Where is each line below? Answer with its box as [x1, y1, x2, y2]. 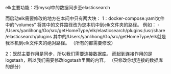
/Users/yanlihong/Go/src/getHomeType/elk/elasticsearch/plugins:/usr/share [5, 28, 165, 33]
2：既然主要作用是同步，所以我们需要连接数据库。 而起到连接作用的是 [5, 51, 153, 57]
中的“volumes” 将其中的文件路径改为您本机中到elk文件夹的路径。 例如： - [5, 22, 160, 28]
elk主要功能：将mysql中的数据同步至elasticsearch [5, 5, 111, 10]
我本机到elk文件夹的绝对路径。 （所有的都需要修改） [5, 40, 116, 46]
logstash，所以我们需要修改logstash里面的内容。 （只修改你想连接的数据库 [5, 57, 163, 63]
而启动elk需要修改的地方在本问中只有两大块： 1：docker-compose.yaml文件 [5, 15, 165, 21]
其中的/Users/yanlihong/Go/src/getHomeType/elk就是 [53, 34, 166, 39]
